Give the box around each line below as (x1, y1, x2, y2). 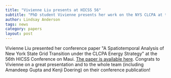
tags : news (5, 21, 28, 27)
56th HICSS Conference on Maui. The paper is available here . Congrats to (5, 56, 160, 62)
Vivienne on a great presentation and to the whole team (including (5, 62, 144, 67)
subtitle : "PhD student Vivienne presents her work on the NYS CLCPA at (5, 12, 163, 17)
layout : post (5, 31, 33, 36)
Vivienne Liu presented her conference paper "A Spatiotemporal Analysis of (5, 45, 164, 51)
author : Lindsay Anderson (5, 17, 60, 22)
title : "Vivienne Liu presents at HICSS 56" (5, 7, 101, 13)
